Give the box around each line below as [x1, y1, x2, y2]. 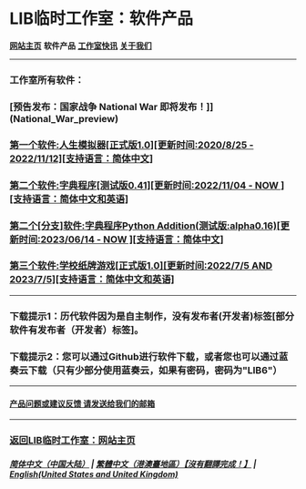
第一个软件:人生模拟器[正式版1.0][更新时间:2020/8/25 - [9, 138, 254, 151]
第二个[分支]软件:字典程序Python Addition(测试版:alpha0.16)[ [9, 219, 280, 232]
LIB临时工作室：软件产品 [9, 8, 194, 29]
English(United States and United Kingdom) [9, 468, 178, 479]
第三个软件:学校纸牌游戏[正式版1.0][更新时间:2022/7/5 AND [9, 260, 273, 272]
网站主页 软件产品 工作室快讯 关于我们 [9, 40, 152, 51]
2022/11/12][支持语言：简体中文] [9, 152, 153, 165]
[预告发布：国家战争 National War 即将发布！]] [9, 100, 214, 113]
